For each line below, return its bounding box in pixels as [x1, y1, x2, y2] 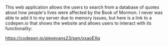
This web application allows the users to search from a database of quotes [5, 4, 159, 10]
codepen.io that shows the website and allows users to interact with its [5, 20, 152, 26]
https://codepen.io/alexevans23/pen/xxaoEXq [5, 35, 100, 41]
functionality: [5, 25, 33, 31]
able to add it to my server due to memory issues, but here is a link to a [5, 15, 152, 20]
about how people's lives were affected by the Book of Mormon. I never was [5, 9, 163, 15]
